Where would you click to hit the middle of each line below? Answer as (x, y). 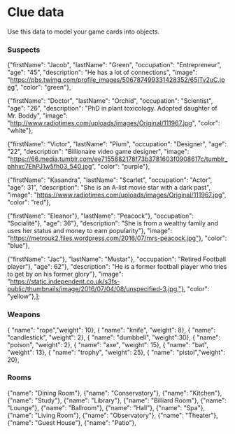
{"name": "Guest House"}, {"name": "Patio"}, (72, 422)
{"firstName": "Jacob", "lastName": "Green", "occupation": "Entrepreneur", (114, 65)
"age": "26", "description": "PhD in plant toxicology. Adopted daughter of (113, 108)
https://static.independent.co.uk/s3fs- (65, 281)
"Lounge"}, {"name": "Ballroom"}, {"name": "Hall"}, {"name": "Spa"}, (106, 407)
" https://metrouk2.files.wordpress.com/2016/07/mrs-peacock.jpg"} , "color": (117, 238)
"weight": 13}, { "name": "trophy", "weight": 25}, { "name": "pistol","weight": (116, 352)
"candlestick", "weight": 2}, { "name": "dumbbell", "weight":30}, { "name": (114, 337)
